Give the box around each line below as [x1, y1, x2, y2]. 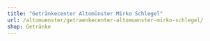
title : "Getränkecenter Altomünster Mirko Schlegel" [7, 10, 163, 17]
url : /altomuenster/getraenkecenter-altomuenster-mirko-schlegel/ [7, 17, 204, 24]
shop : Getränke [7, 23, 51, 30]
